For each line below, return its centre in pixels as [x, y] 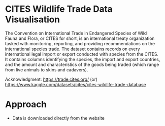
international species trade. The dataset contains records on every [73, 49]
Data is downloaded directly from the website [58, 118]
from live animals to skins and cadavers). [47, 69]
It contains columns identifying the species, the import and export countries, [82, 59]
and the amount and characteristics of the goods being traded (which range [82, 64]
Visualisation [33, 19]
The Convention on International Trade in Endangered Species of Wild [76, 33]
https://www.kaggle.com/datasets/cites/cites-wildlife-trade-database [76, 84]
